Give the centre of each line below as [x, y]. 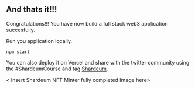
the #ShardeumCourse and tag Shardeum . [57, 69]
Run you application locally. [39, 41]
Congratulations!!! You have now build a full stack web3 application [87, 23]
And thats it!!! [32, 10]
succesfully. [20, 30]
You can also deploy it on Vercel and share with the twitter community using [98, 62]
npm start [18, 52]
